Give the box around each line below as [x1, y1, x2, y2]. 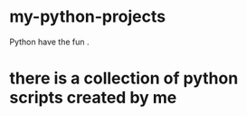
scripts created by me [9, 88, 177, 108]
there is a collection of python [9, 68, 239, 89]
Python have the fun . [9, 36, 90, 47]
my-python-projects [9, 6, 166, 27]
